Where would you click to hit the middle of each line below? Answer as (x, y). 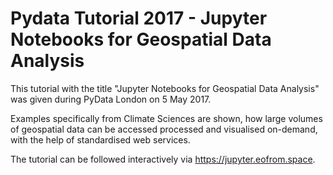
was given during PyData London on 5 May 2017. (111, 99)
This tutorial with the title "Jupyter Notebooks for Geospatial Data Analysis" (165, 88)
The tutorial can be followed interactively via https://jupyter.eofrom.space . (163, 159)
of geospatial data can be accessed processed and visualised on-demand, (164, 129)
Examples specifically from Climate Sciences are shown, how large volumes (166, 118)
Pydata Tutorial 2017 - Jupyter (139, 18)
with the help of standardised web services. (100, 139)
